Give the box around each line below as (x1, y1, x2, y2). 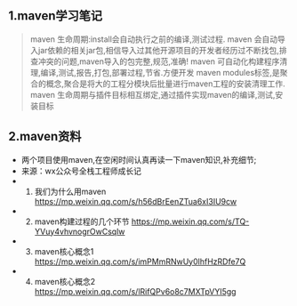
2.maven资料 (8, 129, 82, 144)
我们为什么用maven (34, 186, 107, 197)
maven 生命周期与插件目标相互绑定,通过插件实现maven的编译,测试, (29, 89, 276, 100)
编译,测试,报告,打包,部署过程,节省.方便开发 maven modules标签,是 (40, 67, 281, 77)
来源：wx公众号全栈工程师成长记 (20, 165, 141, 176)
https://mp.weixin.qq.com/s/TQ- (131, 216, 250, 227)
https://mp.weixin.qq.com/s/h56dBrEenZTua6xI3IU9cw (34, 196, 237, 206)
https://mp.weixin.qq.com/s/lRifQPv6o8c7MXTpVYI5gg (34, 286, 237, 296)
